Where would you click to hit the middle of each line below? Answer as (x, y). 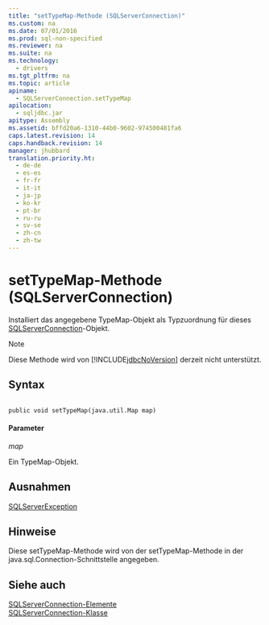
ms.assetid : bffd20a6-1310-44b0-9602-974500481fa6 (95, 128)
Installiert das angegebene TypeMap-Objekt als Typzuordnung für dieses (130, 320)
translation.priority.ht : (52, 158)
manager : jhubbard (39, 151)
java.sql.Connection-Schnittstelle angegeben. (84, 560)
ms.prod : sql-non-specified (56, 38)
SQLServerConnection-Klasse (58, 613)
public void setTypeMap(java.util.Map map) (83, 410)
